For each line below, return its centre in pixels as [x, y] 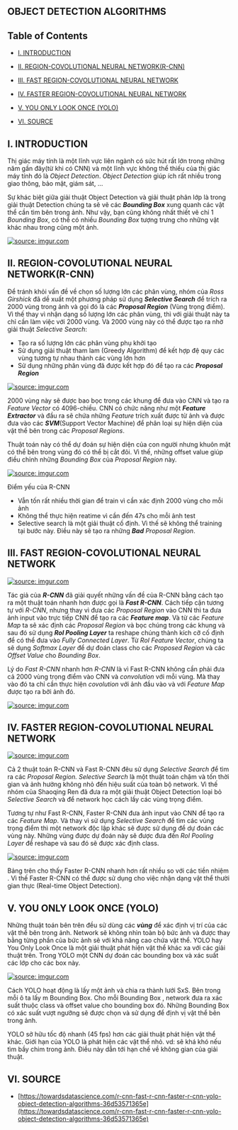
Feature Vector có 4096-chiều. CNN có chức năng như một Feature [107, 408]
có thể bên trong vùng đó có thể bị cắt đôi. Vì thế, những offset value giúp [115, 452]
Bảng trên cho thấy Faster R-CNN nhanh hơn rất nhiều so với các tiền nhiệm [118, 871]
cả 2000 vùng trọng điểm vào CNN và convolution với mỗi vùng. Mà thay [114, 676]
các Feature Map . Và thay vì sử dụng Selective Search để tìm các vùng [111, 821]
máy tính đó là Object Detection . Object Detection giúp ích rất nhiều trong [114, 176]
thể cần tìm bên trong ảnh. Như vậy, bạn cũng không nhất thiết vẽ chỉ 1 [110, 213]
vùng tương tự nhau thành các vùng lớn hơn [81, 358]
